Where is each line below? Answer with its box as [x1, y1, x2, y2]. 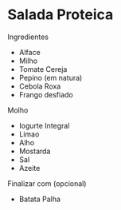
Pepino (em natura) [18, 73, 83, 82]
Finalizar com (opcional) [7, 178, 87, 188]
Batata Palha [18, 194, 61, 204]
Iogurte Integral [18, 121, 70, 130]
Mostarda [18, 146, 51, 156]
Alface [18, 47, 41, 57]
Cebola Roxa [18, 81, 61, 91]
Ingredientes [7, 32, 49, 42]
